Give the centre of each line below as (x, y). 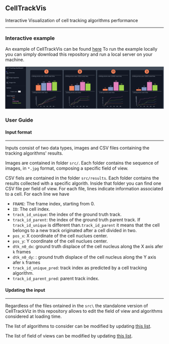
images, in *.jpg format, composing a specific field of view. (67, 168)
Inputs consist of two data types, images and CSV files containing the (77, 148)
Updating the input (25, 290)
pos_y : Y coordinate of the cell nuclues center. (60, 241)
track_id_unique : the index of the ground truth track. (67, 214)
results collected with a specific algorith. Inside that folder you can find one (83, 183)
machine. (15, 60)
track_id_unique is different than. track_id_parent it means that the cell (86, 225)
